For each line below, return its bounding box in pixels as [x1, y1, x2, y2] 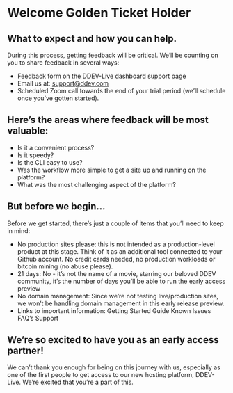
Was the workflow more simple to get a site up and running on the [17, 166, 207, 174]
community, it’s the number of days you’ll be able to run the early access [17, 277, 226, 285]
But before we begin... [7, 200, 106, 213]
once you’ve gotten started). [17, 94, 99, 102]
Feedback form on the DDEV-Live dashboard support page [17, 72, 186, 80]
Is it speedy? [17, 151, 54, 159]
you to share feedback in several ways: [7, 58, 120, 67]
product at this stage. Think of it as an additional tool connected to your [17, 247, 223, 255]
